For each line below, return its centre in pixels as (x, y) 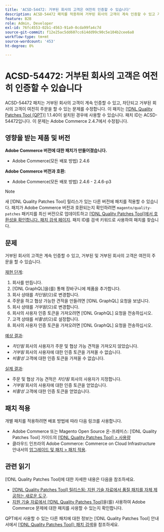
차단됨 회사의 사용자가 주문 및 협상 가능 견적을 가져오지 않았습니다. (75, 346)
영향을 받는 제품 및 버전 (38, 138)
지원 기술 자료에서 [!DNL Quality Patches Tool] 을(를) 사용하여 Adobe (79, 502)
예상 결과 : (14, 336)
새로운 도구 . (36, 496)
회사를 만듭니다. (27, 283)
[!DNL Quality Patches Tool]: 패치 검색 (56, 524)
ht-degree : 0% (20, 46)
